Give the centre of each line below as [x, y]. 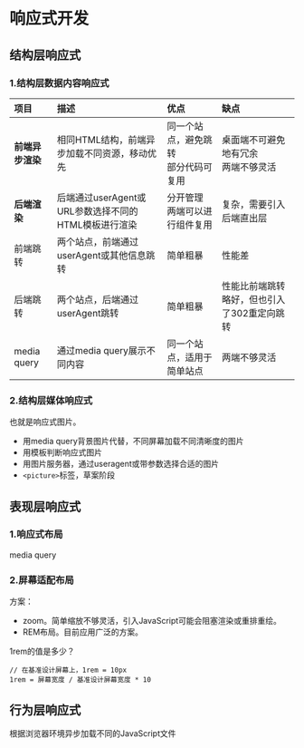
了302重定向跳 [253, 313]
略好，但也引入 [253, 299]
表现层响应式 [45, 506]
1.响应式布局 [36, 534]
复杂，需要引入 [253, 204]
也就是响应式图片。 [45, 422]
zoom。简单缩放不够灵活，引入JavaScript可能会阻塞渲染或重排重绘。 [152, 621]
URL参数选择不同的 [97, 211]
